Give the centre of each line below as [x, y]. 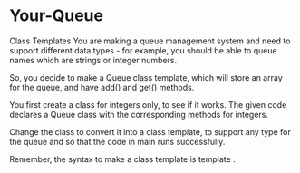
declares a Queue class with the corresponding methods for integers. [139, 114]
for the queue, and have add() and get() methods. [102, 87]
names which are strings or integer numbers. [93, 60]
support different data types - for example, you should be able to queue [144, 50]
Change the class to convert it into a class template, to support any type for [150, 131]
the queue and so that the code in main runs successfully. [117, 141]
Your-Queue [57, 16]
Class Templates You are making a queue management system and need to [150, 41]
